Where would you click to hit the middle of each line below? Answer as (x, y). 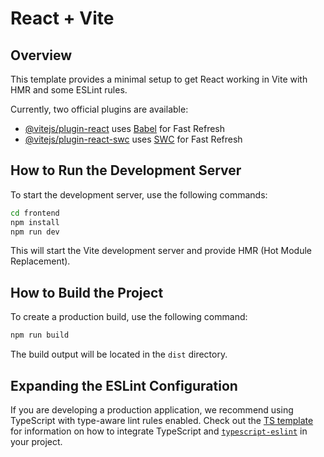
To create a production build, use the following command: (129, 317)
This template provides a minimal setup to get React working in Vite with (159, 79)
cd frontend (35, 213)
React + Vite (62, 18)
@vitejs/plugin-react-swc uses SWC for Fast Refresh (133, 139)
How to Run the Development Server (126, 170)
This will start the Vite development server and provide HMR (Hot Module (161, 251)
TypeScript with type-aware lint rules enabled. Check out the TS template (162, 420)
